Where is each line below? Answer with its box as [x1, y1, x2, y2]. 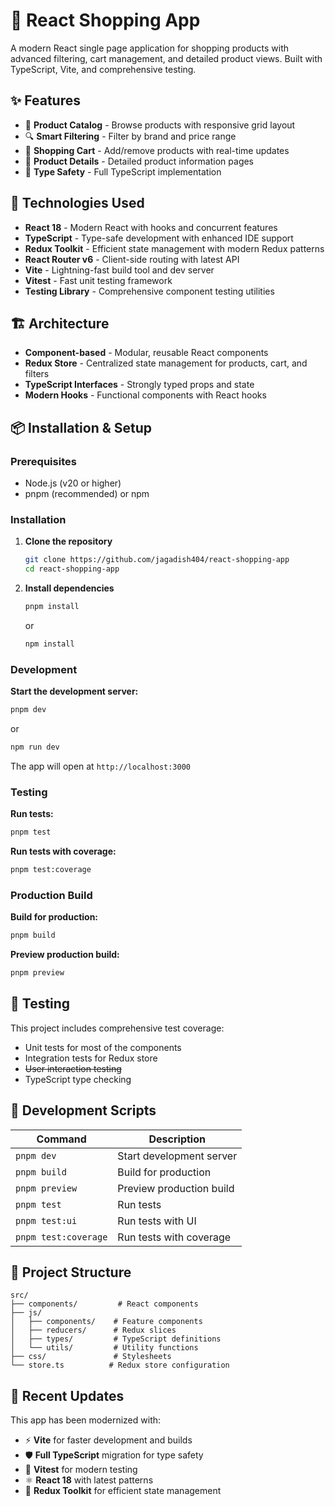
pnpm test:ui [15, 1215, 78, 1226]
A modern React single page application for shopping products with [10, 42, 290, 54]
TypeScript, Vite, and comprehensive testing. [10, 63, 197, 75]
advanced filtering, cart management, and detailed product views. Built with [10, 52, 323, 64]
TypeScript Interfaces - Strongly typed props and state [24, 379, 255, 391]
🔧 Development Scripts [10, 1102, 157, 1119]
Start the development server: [10, 685, 139, 698]
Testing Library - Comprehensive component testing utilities [24, 285, 275, 297]
